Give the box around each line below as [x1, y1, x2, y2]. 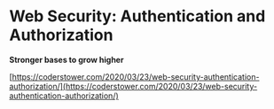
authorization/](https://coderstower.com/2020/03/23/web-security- [9, 81, 258, 91]
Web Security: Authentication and [9, 6, 266, 27]
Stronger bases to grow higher [9, 54, 124, 65]
